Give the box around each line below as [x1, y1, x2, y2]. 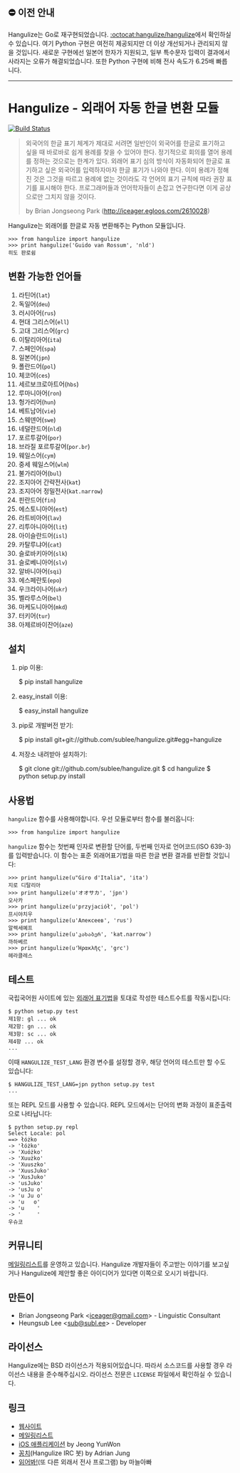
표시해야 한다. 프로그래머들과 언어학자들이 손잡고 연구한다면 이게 [38, 183, 218, 192]
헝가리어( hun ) [18, 398, 56, 406]
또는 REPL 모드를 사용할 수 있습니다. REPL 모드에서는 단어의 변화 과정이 [8, 1100, 207, 1109]
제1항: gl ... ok [8, 1015, 56, 1023]
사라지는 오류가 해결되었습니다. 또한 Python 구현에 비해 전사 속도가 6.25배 [8, 56, 214, 66]
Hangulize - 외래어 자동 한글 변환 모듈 [8, 100, 219, 116]
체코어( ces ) [18, 371, 51, 379]
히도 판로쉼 [8, 249, 36, 257]
